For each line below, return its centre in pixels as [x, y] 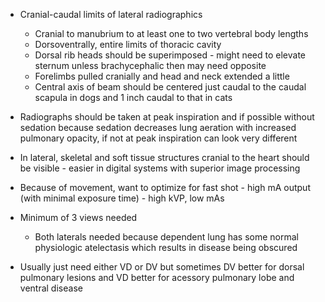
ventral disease [51, 288]
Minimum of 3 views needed [78, 217]
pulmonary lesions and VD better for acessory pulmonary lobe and [157, 277]
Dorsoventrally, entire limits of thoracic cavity [128, 44]
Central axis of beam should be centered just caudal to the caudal [170, 87]
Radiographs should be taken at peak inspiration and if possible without [167, 117]
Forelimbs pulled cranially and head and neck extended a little [162, 76]
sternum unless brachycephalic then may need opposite [150, 65]
